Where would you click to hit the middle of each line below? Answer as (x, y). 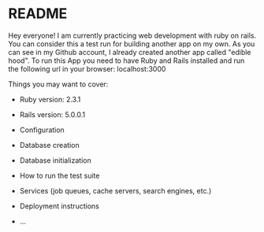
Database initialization (56, 160)
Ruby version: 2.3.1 (50, 99)
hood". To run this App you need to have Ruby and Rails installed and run (126, 61)
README (38, 14)
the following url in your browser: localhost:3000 (87, 68)
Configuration (42, 130)
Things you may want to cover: (58, 84)
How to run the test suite (59, 175)
